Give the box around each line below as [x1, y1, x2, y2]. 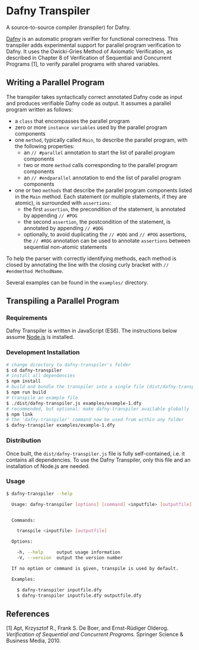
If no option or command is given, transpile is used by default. [11, 565, 179, 571]
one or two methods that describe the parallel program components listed [14, 187, 192, 194]
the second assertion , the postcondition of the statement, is [23, 218, 171, 225]
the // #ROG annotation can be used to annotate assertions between [23, 237, 191, 244]
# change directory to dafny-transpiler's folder [6, 361, 131, 368]
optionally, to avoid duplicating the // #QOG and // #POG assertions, [23, 230, 187, 238]
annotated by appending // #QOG [23, 224, 104, 232]
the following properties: [14, 142, 75, 149]
